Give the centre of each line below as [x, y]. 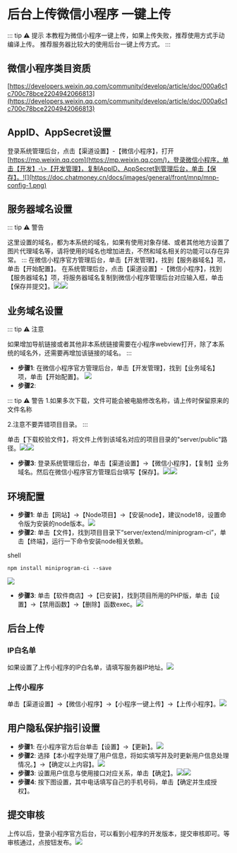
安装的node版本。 [62, 524]
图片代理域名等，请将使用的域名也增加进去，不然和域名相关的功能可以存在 [115, 251]
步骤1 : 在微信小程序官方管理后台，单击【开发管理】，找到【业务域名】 [118, 368]
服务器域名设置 [40, 209]
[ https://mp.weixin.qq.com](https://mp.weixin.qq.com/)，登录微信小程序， [115, 159]
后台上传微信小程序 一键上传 [89, 14]
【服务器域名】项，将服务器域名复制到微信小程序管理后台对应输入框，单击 [115, 278]
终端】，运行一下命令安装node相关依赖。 [89, 541]
